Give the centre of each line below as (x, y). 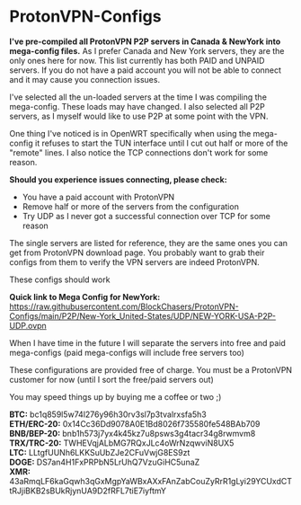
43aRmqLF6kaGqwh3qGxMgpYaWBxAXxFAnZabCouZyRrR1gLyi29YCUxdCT (150, 481)
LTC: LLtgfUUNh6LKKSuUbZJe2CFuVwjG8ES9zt (100, 452)
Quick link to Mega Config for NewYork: (85, 297)
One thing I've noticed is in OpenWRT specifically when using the (130, 133)
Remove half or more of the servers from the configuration (131, 206)
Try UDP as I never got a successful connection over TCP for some (146, 216)
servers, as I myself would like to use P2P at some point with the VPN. (139, 116)
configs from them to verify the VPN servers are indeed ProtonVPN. (134, 261)
